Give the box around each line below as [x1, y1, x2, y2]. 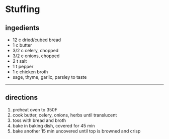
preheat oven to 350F [12, 106, 58, 112]
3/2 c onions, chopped [12, 53, 60, 59]
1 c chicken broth [12, 69, 48, 75]
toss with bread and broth [12, 117, 66, 123]
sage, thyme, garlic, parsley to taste [12, 74, 87, 80]
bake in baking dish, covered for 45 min [12, 122, 95, 128]
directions [5, 93, 38, 102]
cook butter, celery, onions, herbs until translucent [12, 112, 117, 118]
